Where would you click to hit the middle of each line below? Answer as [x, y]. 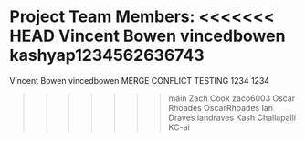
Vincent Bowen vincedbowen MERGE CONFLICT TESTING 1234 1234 [140, 80]
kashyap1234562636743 [107, 55]
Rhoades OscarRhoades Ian [221, 107]
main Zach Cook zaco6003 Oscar [232, 98]
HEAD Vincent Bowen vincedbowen [147, 36]
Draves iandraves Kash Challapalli [232, 117]
